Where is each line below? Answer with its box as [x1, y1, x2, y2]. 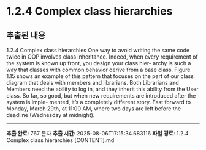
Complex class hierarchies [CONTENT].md [6, 137, 115, 144]
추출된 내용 [6, 30, 46, 40]
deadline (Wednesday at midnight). [6, 112, 95, 118]
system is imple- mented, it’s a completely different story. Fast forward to [6, 99, 191, 105]
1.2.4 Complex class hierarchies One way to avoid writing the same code [6, 47, 190, 54]
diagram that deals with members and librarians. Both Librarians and [6, 79, 179, 86]
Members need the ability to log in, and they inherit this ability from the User [6, 85, 199, 93]
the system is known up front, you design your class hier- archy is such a [6, 60, 191, 66]
